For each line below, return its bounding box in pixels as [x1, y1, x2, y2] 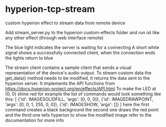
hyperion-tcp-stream [5, 3, 95, 15]
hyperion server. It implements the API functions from [5, 80, 115, 86]
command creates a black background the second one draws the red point [5, 107, 159, 113]
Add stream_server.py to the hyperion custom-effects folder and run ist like [5, 29, 160, 35]
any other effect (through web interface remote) [5, 35, 104, 41]
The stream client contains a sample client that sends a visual [5, 64, 132, 70]
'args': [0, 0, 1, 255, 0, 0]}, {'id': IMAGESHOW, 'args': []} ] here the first [5, 101, 150, 107]
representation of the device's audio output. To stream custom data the [5, 69, 152, 75]
